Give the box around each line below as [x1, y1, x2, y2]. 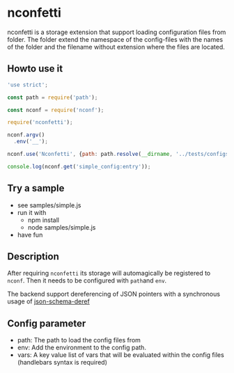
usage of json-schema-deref [7, 297, 91, 305]
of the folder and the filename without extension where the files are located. [7, 42, 225, 51]
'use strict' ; [7, 81, 49, 88]
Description [7, 251, 59, 262]
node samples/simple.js [27, 223, 96, 231]
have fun [17, 230, 43, 239]
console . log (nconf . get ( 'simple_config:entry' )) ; [7, 163, 151, 170]
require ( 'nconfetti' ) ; [7, 119, 73, 126]
